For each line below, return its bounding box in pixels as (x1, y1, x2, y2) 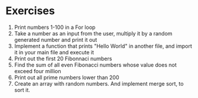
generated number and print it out (14, 36, 98, 43)
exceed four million (14, 67, 61, 74)
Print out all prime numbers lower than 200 (14, 74, 120, 81)
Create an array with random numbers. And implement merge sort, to (14, 80, 184, 87)
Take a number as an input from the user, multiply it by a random (14, 30, 173, 37)
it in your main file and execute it (14, 48, 95, 55)
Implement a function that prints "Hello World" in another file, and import (14, 43, 193, 50)
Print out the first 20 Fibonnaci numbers (14, 55, 112, 62)
